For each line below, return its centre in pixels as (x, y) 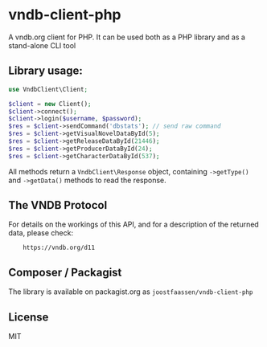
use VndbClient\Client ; (48, 89)
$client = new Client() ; (50, 104)
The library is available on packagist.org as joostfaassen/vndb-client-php (131, 292)
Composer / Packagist (65, 272)
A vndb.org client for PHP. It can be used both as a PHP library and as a (127, 37)
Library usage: (45, 71)
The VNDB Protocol (58, 205)
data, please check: (41, 233)
